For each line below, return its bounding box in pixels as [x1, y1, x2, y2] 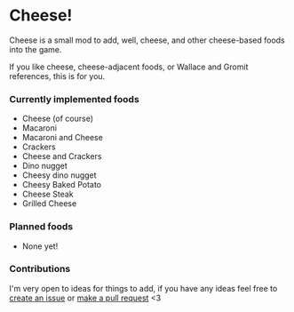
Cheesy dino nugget [21, 170, 97, 180]
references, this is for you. [9, 70, 106, 81]
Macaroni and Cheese [21, 132, 104, 143]
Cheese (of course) [21, 113, 94, 124]
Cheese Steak [21, 188, 74, 200]
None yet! [21, 241, 59, 252]
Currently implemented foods [9, 92, 139, 105]
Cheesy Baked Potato [21, 180, 102, 190]
